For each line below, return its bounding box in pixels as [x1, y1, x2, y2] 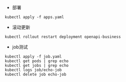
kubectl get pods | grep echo [5, 59, 69, 64]
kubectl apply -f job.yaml [5, 54, 62, 59]
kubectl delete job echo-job [5, 72, 67, 77]
